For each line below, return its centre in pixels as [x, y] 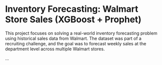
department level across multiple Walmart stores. [55, 49]
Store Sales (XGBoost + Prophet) [73, 19]
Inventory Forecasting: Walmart [72, 9]
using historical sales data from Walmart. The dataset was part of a [73, 38]
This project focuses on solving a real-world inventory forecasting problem [81, 33]
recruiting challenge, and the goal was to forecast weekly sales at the [76, 43]
